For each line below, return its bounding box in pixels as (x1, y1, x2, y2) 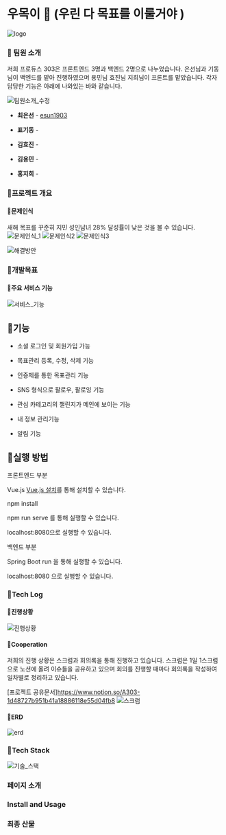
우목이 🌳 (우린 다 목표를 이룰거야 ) (7, 6, 185, 22)
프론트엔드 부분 (7, 471, 48, 480)
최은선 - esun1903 (16, 111, 68, 120)
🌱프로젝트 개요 (7, 188, 53, 198)
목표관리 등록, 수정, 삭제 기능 (16, 357, 95, 365)
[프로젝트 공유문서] (7, 688, 58, 696)
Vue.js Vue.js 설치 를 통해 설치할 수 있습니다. (7, 486, 126, 494)
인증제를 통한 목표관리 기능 (16, 371, 89, 379)
